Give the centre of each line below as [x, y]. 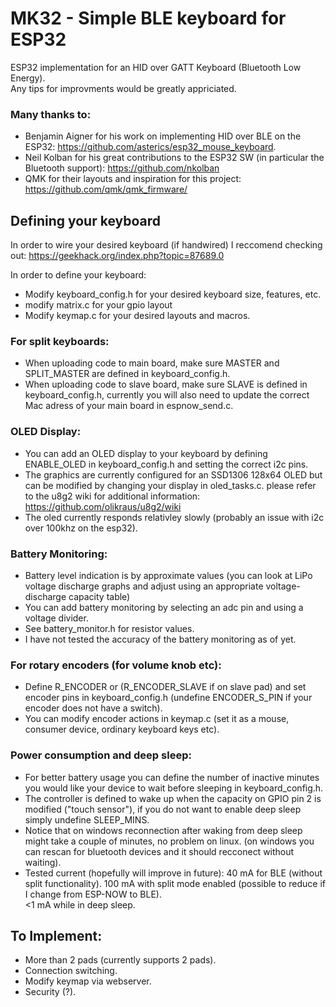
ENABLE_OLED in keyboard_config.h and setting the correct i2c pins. [166, 464]
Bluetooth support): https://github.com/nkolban [122, 168]
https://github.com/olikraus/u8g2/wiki [103, 506]
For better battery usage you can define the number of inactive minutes [172, 777]
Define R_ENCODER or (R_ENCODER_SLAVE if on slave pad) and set [165, 687]
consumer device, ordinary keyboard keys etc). [122, 729]
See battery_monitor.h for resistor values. [109, 628]
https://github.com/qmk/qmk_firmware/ [106, 189]
